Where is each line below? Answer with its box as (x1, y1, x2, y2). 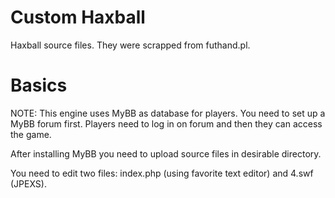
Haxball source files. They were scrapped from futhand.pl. (10, 39, 251, 51)
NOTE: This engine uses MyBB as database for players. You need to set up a (10, 107, 326, 119)
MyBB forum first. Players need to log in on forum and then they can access (10, 117, 323, 130)
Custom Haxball (10, 6, 146, 29)
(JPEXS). (10, 177, 47, 190)
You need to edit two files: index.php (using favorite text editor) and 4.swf (10, 167, 314, 179)
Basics (10, 74, 68, 97)
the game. (10, 128, 52, 140)
